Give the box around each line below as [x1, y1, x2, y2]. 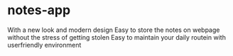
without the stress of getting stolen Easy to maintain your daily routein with [7, 33, 226, 41]
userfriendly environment [7, 40, 82, 49]
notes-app [7, 2, 71, 18]
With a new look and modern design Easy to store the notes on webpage [7, 26, 220, 34]
